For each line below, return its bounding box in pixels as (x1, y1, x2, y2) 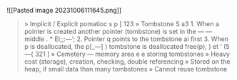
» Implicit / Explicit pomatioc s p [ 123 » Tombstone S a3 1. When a (24, 20, 219, 28)
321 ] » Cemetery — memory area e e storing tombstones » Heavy (34, 50, 230, 58)
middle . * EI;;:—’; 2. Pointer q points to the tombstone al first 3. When (24, 35, 229, 43)
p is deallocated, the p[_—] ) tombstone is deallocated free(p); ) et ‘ (24, 42, 222, 50)
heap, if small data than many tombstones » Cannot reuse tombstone (24, 65, 228, 73)
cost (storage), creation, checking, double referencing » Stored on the (24, 57, 231, 66)
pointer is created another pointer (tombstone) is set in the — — (24, 28, 213, 35)
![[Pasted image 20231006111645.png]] (6, 6, 122, 14)
